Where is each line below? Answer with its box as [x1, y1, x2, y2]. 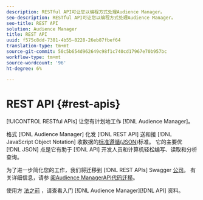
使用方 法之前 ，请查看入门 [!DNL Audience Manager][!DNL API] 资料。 [6, 187, 184, 195]
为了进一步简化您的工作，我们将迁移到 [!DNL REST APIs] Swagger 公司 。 [6, 167, 190, 174]
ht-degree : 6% [6, 65, 43, 72]
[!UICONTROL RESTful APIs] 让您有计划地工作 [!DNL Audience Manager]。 [6, 118, 194, 125]
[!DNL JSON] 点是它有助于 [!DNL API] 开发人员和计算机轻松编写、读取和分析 [6, 146, 198, 153]
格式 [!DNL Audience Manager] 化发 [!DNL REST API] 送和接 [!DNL [6, 131, 172, 138]
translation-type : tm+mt [6, 43, 69, 49]
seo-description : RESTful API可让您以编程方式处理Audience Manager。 [6, 15, 176, 21]
